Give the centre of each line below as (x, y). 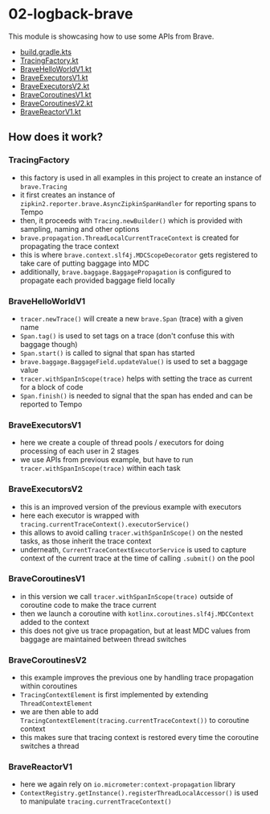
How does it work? (56, 137)
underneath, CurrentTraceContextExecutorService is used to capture (133, 549)
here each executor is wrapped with (80, 515)
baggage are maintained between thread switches (103, 639)
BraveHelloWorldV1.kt (56, 68)
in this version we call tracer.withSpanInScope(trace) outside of (127, 596)
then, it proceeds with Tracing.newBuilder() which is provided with (131, 220)
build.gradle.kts (46, 52)
